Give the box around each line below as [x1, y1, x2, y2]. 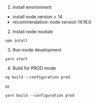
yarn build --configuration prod [5, 93, 75, 98]
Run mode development [12, 47, 62, 52]
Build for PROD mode [12, 65, 56, 71]
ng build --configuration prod [5, 75, 70, 80]
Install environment [12, 4, 52, 10]
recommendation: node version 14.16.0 [12, 19, 92, 25]
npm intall [5, 38, 28, 43]
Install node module [12, 29, 53, 34]
